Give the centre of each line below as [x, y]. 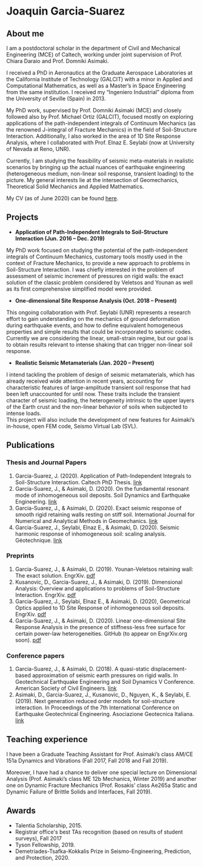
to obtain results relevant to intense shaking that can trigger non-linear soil [99, 345]
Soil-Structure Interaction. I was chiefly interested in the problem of [90, 269]
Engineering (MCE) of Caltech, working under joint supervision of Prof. [95, 55]
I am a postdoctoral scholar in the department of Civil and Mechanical [93, 48]
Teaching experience [47, 739]
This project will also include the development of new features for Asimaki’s [101, 419]
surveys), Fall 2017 [38, 838]
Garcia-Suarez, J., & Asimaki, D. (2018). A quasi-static [82, 669]
